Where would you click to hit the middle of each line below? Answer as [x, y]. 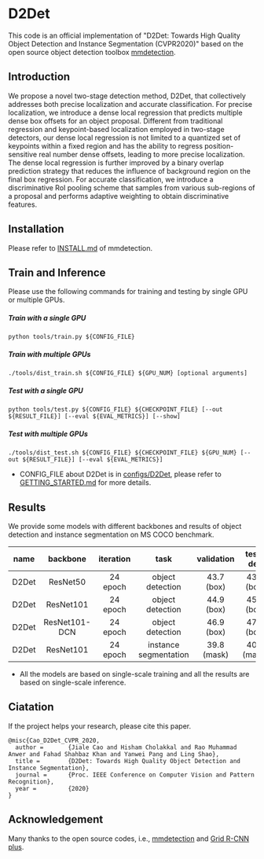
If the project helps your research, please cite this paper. [100, 726]
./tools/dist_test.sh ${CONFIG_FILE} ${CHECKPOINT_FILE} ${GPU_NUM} [123, 453]
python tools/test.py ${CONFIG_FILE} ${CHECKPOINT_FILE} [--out [115, 409]
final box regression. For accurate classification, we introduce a [111, 179]
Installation [36, 229]
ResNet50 [67, 582]
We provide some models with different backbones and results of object [125, 527]
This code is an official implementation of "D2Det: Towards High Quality [125, 35]
